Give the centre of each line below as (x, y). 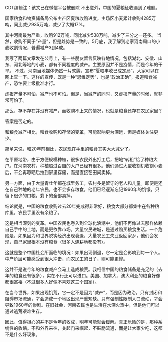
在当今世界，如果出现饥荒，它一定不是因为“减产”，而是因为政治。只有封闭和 (84, 293)
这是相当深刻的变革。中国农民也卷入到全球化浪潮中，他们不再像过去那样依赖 (84, 223)
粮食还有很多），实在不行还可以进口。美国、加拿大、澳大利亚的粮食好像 (87, 276)
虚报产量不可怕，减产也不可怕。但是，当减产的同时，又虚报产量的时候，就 (82, 94)
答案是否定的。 (20, 121)
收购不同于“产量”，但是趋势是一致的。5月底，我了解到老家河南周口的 (85, 41)
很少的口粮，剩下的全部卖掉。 (44, 195)
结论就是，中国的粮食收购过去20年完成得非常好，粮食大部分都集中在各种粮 (82, 206)
